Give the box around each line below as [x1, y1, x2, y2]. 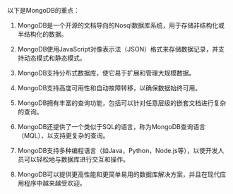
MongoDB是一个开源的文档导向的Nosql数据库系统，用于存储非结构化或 [17, 21, 225, 30]
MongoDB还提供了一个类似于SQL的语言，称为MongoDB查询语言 [17, 123, 206, 131]
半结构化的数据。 [17, 30, 68, 38]
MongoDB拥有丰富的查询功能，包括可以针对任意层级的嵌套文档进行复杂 [17, 99, 227, 107]
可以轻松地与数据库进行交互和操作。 [23, 155, 129, 164]
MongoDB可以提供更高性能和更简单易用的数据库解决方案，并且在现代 [17, 170, 220, 178]
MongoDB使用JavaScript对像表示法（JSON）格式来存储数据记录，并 [17, 45, 219, 53]
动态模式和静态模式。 [23, 54, 86, 62]
